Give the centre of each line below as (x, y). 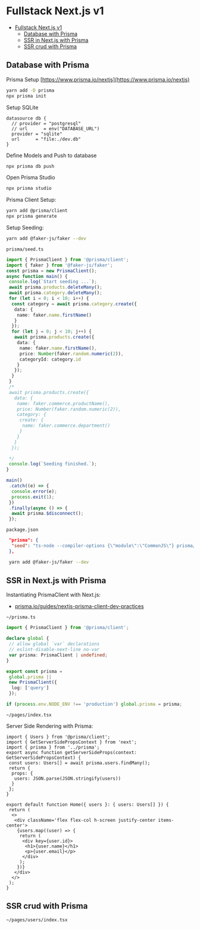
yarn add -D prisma (30, 90)
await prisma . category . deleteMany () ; (55, 293)
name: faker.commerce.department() (66, 426)
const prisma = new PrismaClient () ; (51, 271)
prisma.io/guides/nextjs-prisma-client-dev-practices (79, 606)
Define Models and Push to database (51, 155)
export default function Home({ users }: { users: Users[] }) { (87, 805)
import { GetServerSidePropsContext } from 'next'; (71, 742)
